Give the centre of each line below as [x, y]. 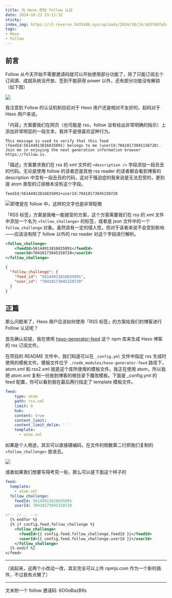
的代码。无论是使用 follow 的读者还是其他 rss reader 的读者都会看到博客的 [83, 171]
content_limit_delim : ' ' [42, 425]
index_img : [17, 24]
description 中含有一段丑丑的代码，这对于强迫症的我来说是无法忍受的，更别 [85, 177]
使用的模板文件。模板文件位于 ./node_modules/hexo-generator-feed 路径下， [86, 363]
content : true [29, 416]
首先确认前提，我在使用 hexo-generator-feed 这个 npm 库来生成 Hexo [79, 339]
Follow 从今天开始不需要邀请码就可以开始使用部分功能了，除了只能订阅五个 [84, 74]
